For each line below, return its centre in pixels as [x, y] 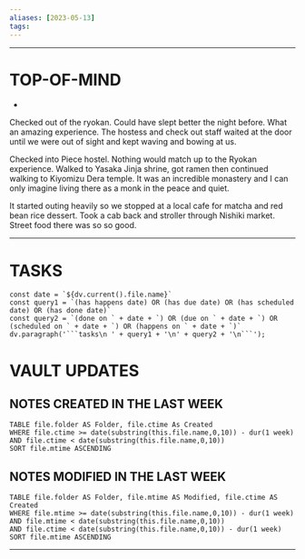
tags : [20, 26]
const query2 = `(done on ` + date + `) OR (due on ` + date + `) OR [144, 319]
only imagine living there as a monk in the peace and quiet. [119, 188]
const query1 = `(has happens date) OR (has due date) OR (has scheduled [152, 303]
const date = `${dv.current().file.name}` [91, 295]
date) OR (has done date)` [60, 311]
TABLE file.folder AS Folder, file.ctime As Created [111, 425]
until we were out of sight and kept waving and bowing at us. [123, 142]
